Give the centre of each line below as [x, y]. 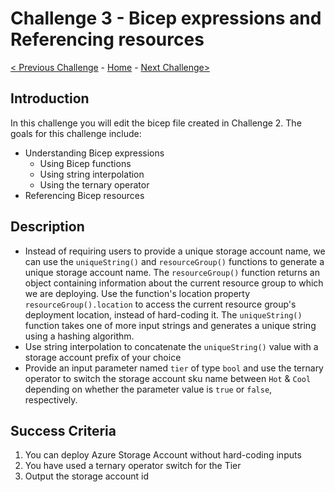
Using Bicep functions [85, 163]
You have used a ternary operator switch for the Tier [133, 466]
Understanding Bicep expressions [94, 153]
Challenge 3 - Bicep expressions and [166, 18]
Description [47, 227]
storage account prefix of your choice [103, 357]
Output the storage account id [87, 476]
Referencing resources [107, 39]
